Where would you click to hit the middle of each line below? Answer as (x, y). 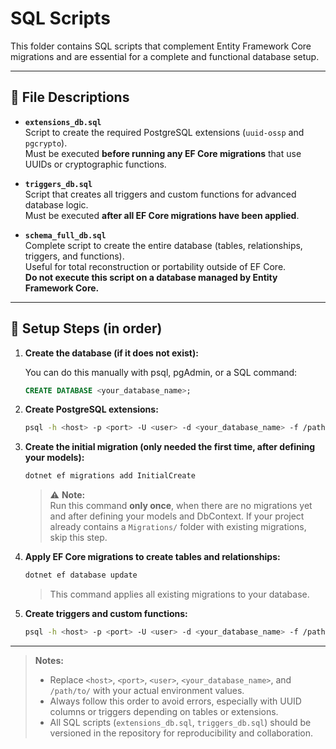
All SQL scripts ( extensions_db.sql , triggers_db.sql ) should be (180, 722)
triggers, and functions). (74, 256)
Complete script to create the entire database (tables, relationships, (163, 245)
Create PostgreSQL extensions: (91, 409)
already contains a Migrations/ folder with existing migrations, (178, 527)
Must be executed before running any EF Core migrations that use (163, 153)
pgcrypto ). (46, 143)
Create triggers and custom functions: (106, 614)
